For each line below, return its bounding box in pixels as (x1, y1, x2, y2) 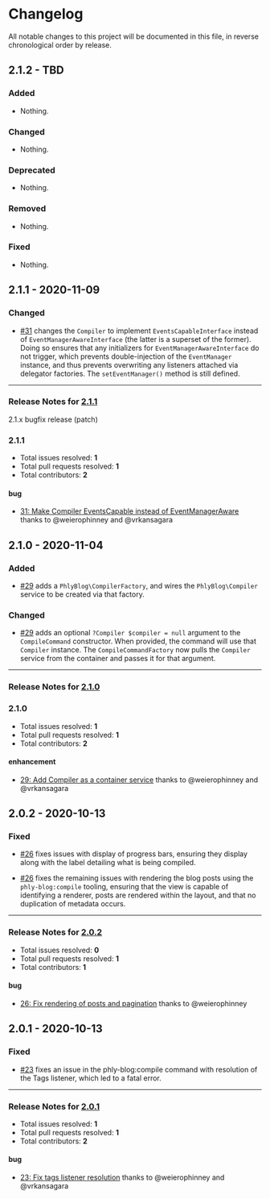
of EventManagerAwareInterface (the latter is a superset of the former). (19, 334, 252, 343)
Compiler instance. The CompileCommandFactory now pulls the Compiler (19, 645, 251, 655)
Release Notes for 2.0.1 (8, 1101, 100, 1112)
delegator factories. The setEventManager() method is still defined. (19, 368, 240, 378)
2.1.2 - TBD (8, 64, 64, 77)
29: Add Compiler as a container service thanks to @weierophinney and (19, 775, 259, 785)
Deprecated (8, 164, 56, 176)
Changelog (8, 5, 84, 23)
